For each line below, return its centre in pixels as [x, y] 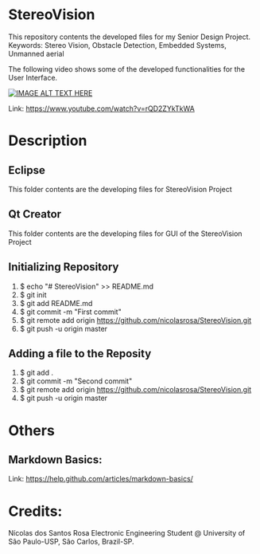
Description [48, 141]
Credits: [35, 511]
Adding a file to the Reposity [80, 354]
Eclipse [27, 170]
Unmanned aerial [37, 53]
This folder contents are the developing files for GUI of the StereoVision [125, 234]
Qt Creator [35, 214]
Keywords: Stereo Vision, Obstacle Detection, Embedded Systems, [117, 45]
